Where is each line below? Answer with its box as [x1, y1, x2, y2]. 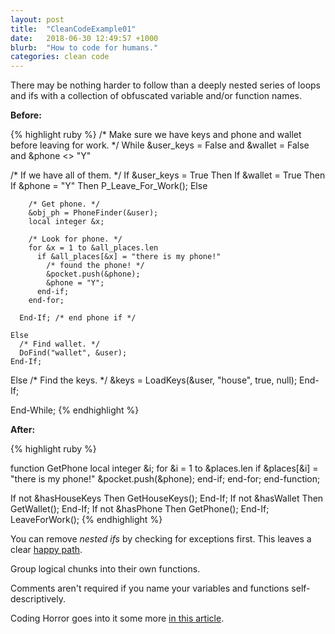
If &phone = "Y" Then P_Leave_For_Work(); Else [10, 180, 208, 192]
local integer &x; [28, 217, 105, 227]
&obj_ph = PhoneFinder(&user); [28, 208, 159, 218]
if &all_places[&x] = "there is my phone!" [36, 252, 222, 262]
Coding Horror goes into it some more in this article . [10, 612, 225, 625]
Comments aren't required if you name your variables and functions [10, 582, 290, 595]
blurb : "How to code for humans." [10, 42, 159, 53]
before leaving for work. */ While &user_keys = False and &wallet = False [10, 139, 310, 151]
